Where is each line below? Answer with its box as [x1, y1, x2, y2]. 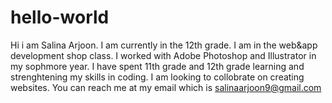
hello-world [10, 6, 110, 29]
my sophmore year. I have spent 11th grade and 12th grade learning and [10, 60, 305, 72]
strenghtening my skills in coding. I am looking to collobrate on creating [10, 71, 305, 83]
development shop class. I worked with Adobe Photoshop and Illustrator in [10, 49, 317, 61]
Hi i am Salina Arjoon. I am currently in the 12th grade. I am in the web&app [10, 39, 318, 51]
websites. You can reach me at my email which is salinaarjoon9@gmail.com [10, 81, 322, 93]
